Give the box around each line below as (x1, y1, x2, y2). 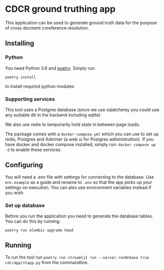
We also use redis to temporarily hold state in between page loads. (5, 121, 140, 127)
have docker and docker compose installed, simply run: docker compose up (5, 141, 156, 147)
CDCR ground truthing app (5, 3, 116, 15)
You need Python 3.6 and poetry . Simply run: (5, 65, 96, 71)
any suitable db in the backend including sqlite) (5, 112, 101, 118)
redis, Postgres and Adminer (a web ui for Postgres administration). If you (5, 136, 154, 142)
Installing (5, 39, 34, 48)
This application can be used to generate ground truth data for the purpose (5, 20, 157, 26)
